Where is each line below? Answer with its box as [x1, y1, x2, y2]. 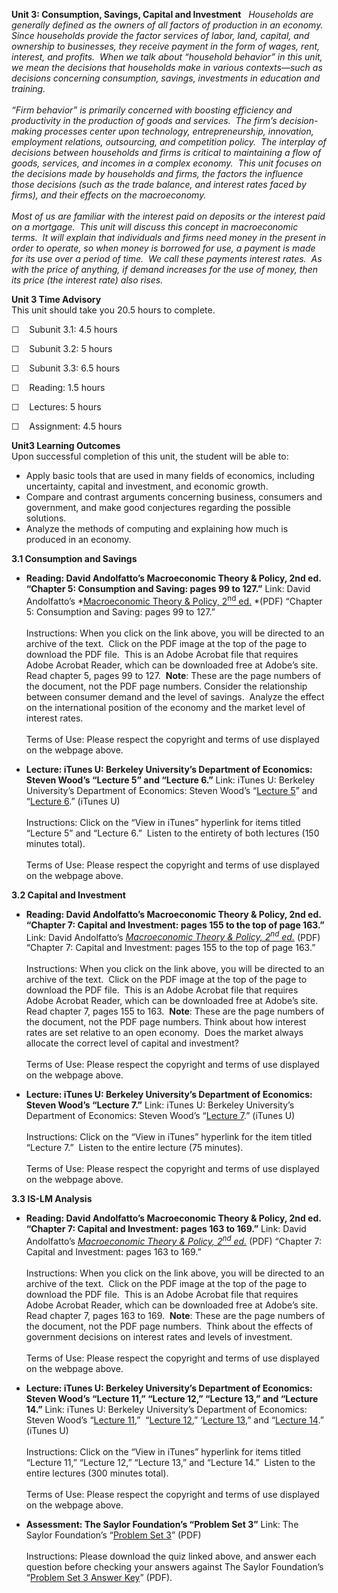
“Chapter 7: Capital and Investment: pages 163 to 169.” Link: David [25, 1223, 307, 1235]
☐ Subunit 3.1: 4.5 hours [11, 324, 118, 335]
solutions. [25, 512, 67, 524]
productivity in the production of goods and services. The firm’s [11, 115, 278, 126]
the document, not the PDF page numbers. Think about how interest [25, 1016, 307, 1028]
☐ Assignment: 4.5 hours [11, 420, 123, 432]
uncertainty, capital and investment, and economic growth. [25, 480, 269, 492]
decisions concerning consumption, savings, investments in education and [11, 72, 321, 84]
